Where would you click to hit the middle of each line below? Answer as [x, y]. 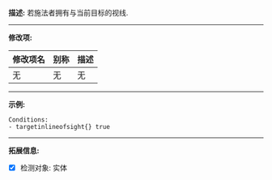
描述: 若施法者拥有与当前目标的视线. [68, 13]
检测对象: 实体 [43, 168]
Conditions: [28, 120]
